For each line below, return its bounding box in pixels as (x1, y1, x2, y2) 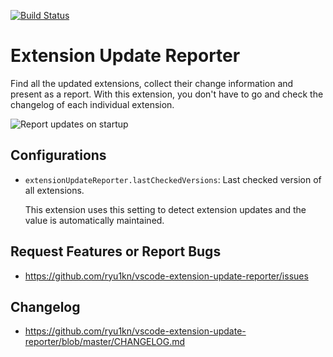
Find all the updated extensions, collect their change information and (10, 77, 294, 89)
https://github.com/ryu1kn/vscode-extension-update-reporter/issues (24, 270, 309, 282)
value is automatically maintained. (24, 214, 165, 226)
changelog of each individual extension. (10, 98, 175, 110)
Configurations (10, 147, 107, 164)
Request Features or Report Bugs (10, 243, 222, 260)
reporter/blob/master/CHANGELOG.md (24, 336, 186, 348)
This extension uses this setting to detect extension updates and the (24, 203, 307, 215)
